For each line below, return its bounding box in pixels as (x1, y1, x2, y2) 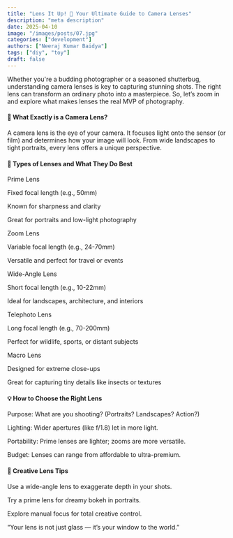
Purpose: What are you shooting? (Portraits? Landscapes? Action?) (7, 410, 200, 419)
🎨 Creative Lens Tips (7, 466, 68, 475)
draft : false (7, 56, 45, 63)
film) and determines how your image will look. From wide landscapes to (7, 136, 216, 144)
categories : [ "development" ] (7, 36, 92, 43)
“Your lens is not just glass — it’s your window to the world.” (7, 523, 180, 531)
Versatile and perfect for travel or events (7, 256, 123, 265)
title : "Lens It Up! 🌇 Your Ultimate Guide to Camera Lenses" (7, 10, 192, 17)
